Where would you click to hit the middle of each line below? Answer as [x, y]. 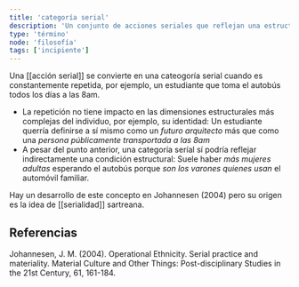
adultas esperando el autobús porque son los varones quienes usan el [151, 169]
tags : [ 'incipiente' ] [49, 51]
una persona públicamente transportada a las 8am [116, 140]
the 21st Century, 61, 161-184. [63, 273]
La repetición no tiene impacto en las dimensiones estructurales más [148, 112]
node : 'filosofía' [43, 42]
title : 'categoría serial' [59, 17]
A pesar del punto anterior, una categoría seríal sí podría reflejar [139, 150]
